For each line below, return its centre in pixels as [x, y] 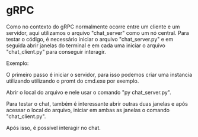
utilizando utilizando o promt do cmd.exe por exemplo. [73, 81]
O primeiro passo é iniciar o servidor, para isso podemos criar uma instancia [99, 74]
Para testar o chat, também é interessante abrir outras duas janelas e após [97, 103]
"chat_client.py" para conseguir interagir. [56, 51]
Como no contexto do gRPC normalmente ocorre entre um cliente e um [93, 27]
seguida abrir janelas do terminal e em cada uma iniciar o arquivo [86, 45]
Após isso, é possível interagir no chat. [53, 128]
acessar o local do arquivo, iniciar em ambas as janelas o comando [88, 110]
